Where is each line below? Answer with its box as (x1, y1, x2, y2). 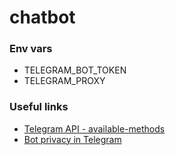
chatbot (9, 6, 76, 29)
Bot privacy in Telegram (23, 133, 122, 145)
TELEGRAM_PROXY (23, 75, 106, 87)
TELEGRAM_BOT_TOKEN (23, 64, 127, 76)
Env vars (9, 42, 53, 56)
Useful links (9, 100, 69, 114)
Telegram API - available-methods (23, 122, 166, 135)
